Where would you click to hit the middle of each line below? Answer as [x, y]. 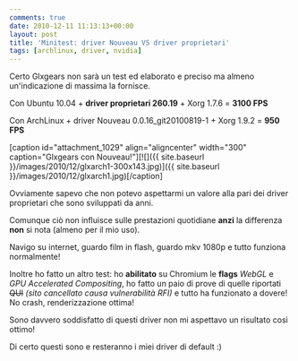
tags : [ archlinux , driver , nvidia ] [76, 51]
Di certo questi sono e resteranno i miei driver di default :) [115, 347]
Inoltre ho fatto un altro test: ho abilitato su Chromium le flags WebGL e [142, 274]
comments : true [38, 17]
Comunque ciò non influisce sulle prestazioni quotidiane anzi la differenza [146, 220]
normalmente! [35, 257]
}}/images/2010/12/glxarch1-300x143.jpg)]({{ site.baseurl [115, 167]
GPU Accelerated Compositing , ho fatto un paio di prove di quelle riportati [145, 284]
